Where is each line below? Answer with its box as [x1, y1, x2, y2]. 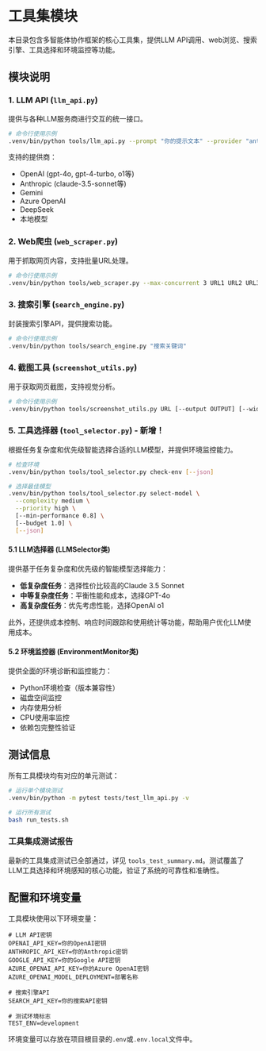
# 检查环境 [8, 460, 40, 468]
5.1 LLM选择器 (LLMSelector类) [8, 545, 111, 554]
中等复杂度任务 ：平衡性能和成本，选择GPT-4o [19, 591, 171, 600]
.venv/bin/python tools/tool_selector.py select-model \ [8, 490, 200, 498]
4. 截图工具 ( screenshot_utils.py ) [8, 362, 138, 373]
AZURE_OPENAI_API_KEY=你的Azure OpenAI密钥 [8, 964, 149, 972]
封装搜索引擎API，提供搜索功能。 [8, 318, 117, 328]
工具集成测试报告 [8, 836, 74, 847]
